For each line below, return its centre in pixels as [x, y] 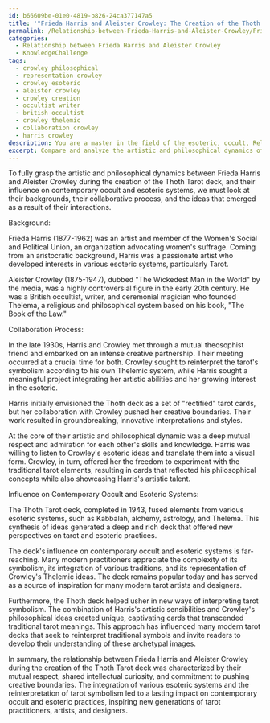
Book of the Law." [37, 314]
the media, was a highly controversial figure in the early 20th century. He [129, 288]
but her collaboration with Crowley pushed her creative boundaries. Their [130, 412]
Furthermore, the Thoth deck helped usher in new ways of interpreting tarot [133, 601]
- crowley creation [48, 98]
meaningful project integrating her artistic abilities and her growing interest [132, 380]
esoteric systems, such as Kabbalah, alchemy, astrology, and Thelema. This [134, 519]
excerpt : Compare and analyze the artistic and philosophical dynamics [131, 150]
